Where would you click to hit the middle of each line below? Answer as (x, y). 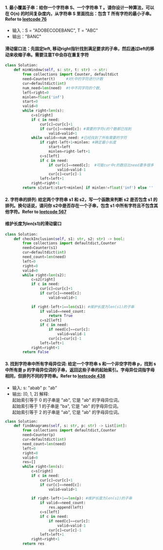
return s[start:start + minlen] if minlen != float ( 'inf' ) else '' (88, 188)
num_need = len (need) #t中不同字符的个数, (62, 88)
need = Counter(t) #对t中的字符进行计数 (63, 79)
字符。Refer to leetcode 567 (38, 212)
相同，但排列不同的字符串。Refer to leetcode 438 (55, 376)
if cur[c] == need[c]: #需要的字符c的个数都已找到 (85, 129)
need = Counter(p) (39, 435)
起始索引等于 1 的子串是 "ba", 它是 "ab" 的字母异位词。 (66, 406)
